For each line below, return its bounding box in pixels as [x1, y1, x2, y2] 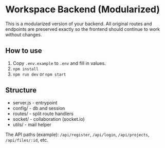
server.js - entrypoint [12, 99, 58, 106]
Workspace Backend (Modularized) [5, 4, 160, 15]
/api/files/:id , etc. [5, 137, 48, 143]
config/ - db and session [12, 105, 65, 111]
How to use [5, 46, 42, 55]
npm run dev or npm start [12, 71, 66, 77]
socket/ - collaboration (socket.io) [12, 116, 85, 122]
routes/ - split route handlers [12, 110, 74, 117]
